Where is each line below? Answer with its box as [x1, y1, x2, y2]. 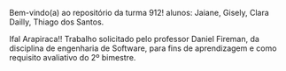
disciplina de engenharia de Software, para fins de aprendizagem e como [9, 43, 277, 53]
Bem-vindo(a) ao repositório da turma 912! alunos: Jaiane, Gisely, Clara [9, 8, 270, 18]
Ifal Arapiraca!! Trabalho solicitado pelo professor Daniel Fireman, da [9, 34, 259, 44]
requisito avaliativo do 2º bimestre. [9, 53, 136, 62]
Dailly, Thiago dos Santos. [9, 17, 104, 27]
